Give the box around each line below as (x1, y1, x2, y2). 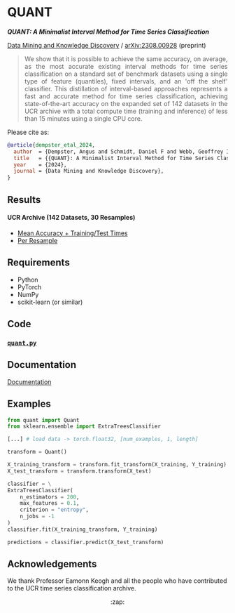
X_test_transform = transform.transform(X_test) (7, 468, 152, 475)
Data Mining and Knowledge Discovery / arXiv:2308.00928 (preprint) (7, 41, 206, 49)
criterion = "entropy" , (20, 506, 90, 513)
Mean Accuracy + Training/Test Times (17, 229, 128, 237)
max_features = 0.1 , (20, 500, 80, 507)
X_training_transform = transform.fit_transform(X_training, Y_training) (7, 461, 227, 468)
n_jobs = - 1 (20, 513, 55, 520)
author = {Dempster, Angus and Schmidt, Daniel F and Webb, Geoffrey (13, 148, 224, 155)
